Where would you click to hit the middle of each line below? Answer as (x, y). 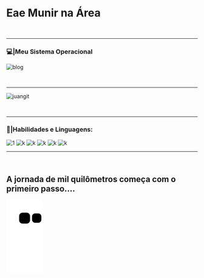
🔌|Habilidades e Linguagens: (49, 129)
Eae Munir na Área (54, 13)
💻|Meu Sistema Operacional (49, 52)
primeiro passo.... (41, 188)
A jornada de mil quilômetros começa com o (91, 179)
